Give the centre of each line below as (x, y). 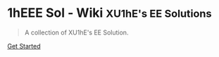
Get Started (24, 46)
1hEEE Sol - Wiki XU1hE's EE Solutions (110, 13)
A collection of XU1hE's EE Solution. (76, 32)
